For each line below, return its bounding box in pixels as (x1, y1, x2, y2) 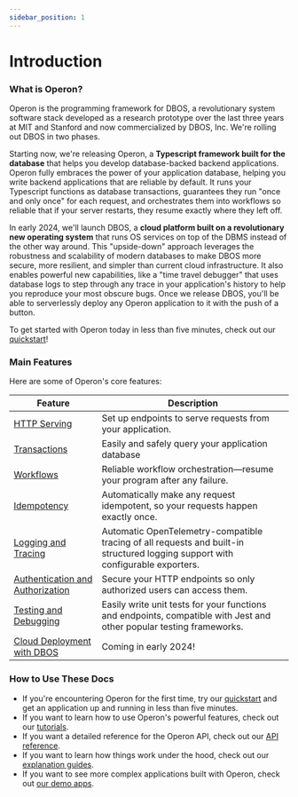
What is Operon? (9, 83, 83, 95)
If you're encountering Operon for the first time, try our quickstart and (21, 693, 278, 704)
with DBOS (13, 646, 59, 659)
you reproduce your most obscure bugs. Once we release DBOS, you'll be (9, 288, 279, 299)
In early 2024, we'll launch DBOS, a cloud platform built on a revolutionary (9, 223, 285, 233)
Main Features (9, 356, 73, 368)
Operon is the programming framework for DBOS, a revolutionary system (9, 103, 276, 114)
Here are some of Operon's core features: (9, 376, 162, 387)
